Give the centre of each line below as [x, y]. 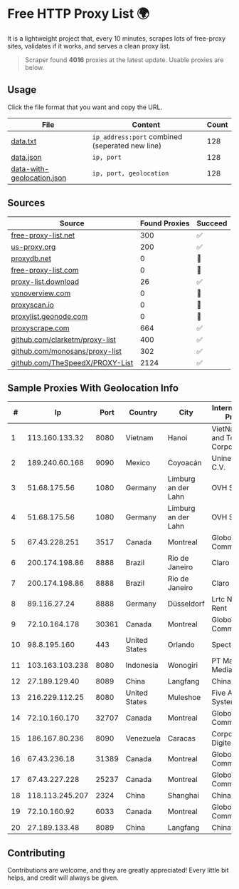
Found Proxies [165, 223]
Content [146, 124]
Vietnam [139, 438]
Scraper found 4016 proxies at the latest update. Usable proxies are [124, 60]
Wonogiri [182, 666]
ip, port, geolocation [131, 173]
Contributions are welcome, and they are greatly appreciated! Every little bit [118, 870]
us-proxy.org [33, 247]
